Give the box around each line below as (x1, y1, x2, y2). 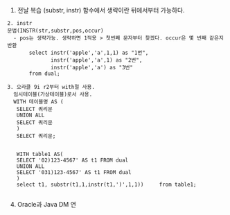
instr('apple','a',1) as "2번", (51, 57, 143, 64)
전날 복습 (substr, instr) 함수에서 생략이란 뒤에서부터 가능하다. (17, 6, 185, 14)
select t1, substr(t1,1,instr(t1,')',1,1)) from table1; (16, 181, 197, 188)
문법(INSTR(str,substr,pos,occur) (7, 27, 104, 34)
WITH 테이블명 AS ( (13, 98, 64, 105)
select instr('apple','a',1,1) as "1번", (28, 49, 149, 56)
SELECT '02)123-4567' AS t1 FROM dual (16, 157, 129, 164)
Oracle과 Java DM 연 (17, 200, 76, 208)
